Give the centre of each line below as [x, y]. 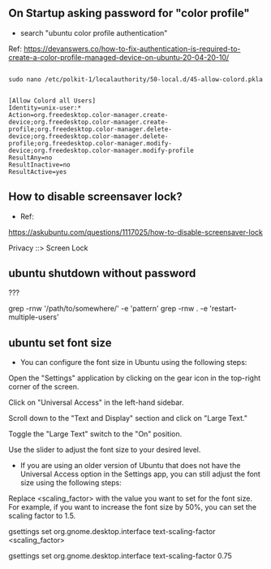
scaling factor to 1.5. [42, 516]
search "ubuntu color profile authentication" [94, 33]
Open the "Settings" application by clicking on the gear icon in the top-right [135, 378]
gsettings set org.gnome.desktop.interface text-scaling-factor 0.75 [120, 556]
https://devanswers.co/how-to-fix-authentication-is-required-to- [132, 49]
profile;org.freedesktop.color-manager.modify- [90, 143]
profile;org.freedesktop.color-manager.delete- [90, 129]
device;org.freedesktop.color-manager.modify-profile [101, 150]
